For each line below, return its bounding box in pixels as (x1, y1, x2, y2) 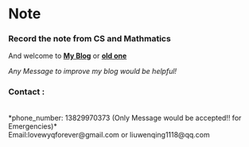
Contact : (8, 87, 45, 98)
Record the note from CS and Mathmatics (8, 33, 171, 44)
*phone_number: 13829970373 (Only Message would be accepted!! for (8, 113, 242, 122)
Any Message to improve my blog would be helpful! (8, 67, 177, 76)
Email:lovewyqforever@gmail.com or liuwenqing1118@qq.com (8, 130, 210, 139)
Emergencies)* (8, 121, 57, 131)
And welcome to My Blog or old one (8, 51, 127, 60)
